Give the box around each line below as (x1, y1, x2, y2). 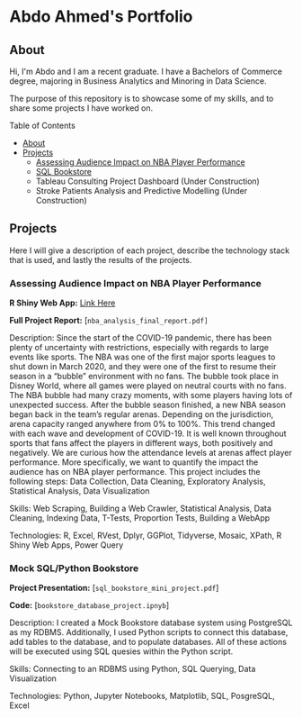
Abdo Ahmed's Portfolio (9, 6, 193, 27)
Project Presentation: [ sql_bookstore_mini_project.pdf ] (9, 583, 219, 594)
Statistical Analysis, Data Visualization (9, 486, 150, 496)
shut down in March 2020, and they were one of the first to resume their (9, 361, 277, 372)
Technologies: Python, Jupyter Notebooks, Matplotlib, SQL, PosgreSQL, (9, 691, 276, 702)
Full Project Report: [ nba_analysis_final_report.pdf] (9, 315, 209, 326)
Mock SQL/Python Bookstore (9, 562, 139, 575)
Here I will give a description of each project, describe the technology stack (9, 245, 290, 256)
